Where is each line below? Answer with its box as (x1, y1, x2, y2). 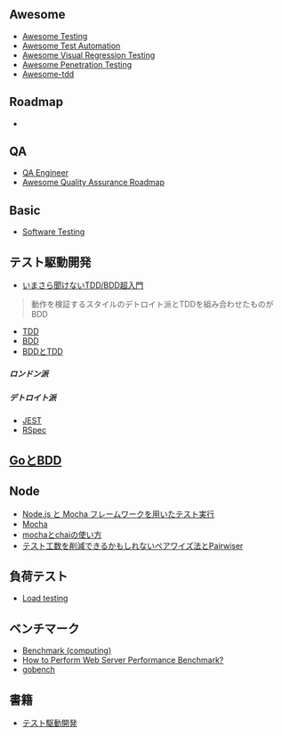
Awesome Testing (21, 30, 88, 41)
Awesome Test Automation (21, 40, 121, 51)
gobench (21, 664, 56, 675)
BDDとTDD (21, 347, 64, 357)
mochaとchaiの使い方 (21, 529, 102, 540)
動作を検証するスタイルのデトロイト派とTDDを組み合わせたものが (30, 298, 274, 310)
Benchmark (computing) (21, 645, 112, 656)
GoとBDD (9, 453, 62, 468)
